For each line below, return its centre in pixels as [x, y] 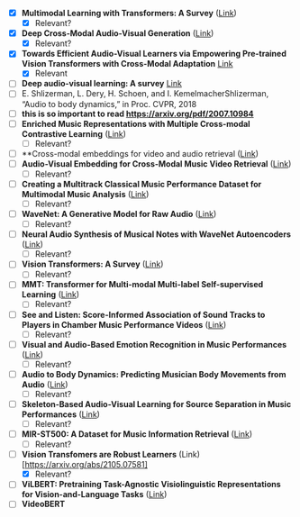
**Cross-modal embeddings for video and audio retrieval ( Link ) [140, 153]
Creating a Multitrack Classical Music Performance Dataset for [141, 184]
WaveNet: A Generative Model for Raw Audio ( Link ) [119, 214]
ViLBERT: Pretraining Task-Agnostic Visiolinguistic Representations [151, 485]
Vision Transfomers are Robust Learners [99, 455]
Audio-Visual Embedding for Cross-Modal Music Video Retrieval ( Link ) [156, 163]
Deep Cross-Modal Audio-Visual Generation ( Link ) [118, 33]
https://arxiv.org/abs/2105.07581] [86, 465]
